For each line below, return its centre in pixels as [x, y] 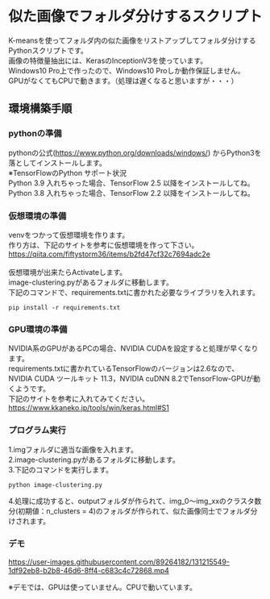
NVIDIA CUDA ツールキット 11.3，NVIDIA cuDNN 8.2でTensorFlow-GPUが [131, 379]
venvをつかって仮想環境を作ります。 [69, 235]
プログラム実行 [37, 431]
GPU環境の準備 [38, 329]
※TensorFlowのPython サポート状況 [68, 173]
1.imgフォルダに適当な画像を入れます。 [73, 449]
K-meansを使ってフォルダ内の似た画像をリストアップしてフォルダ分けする [132, 40]
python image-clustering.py [56, 485]
